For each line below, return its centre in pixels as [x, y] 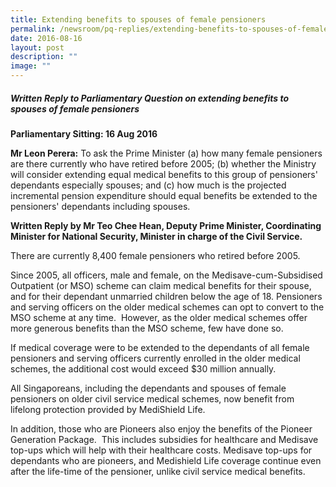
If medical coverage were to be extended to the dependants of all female [160, 347]
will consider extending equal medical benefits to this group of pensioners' [164, 174]
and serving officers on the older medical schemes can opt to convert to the [167, 307]
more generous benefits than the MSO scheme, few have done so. [147, 328]
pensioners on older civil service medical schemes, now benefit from [152, 398]
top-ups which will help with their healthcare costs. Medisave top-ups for [161, 450]
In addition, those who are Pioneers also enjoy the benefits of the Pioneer [161, 428]
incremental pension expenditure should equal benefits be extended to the [164, 195]
